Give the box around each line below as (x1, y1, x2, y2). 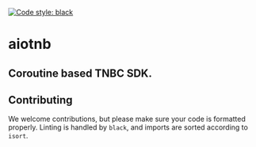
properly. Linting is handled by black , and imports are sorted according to (8, 122, 248, 132)
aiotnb (8, 36, 52, 53)
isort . (8, 131, 29, 141)
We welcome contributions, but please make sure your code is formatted (8, 115, 246, 124)
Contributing (8, 93, 73, 107)
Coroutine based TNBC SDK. (8, 66, 152, 80)
